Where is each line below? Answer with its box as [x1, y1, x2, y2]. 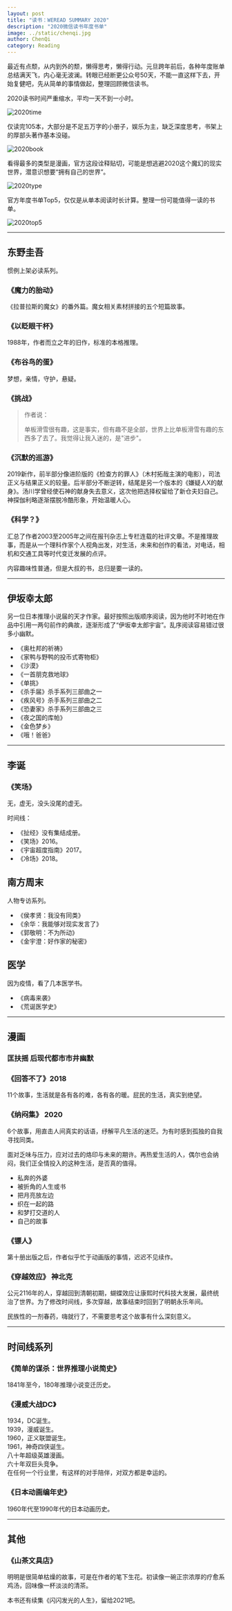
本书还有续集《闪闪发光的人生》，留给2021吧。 [7, 1596, 139, 1605]
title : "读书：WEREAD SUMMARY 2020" [7, 17, 110, 24]
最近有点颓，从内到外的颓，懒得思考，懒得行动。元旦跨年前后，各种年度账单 [7, 62, 225, 70]
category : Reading [7, 42, 60, 49]
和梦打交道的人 [17, 1208, 60, 1216]
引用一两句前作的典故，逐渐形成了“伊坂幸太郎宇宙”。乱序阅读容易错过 [19, 621, 219, 629]
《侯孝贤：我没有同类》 [17, 911, 84, 919]
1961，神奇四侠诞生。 [7, 1443, 68, 1451]
